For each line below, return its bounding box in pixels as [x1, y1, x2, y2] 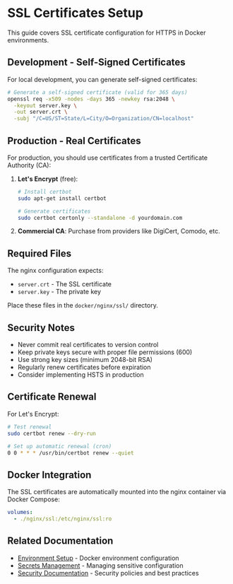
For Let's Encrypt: [7, 409, 59, 418]
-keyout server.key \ [13, 102, 78, 109]
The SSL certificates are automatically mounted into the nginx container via [7, 488, 227, 496]
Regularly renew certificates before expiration [17, 363, 151, 372]
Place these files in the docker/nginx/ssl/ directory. [7, 301, 159, 310]
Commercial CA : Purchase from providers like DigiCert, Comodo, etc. [17, 227, 220, 235]
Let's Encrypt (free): [17, 175, 78, 183]
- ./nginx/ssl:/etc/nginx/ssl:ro [13, 515, 112, 522]
